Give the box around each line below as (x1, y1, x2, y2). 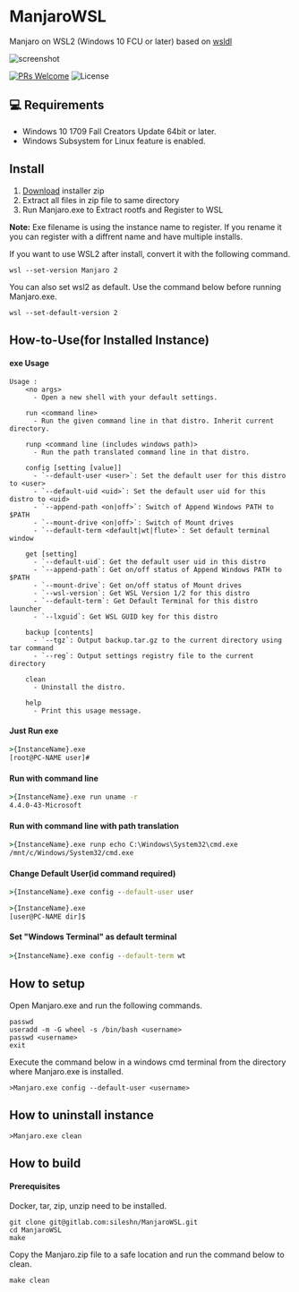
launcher (9, 604, 42, 614)
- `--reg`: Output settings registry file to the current (32, 652, 254, 661)
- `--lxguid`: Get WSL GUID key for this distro (32, 612, 218, 621)
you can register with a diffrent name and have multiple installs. (9, 231, 243, 242)
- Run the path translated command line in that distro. (32, 448, 251, 458)
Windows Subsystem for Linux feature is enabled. (21, 135, 206, 146)
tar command (9, 644, 54, 653)
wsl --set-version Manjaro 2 (9, 266, 118, 275)
